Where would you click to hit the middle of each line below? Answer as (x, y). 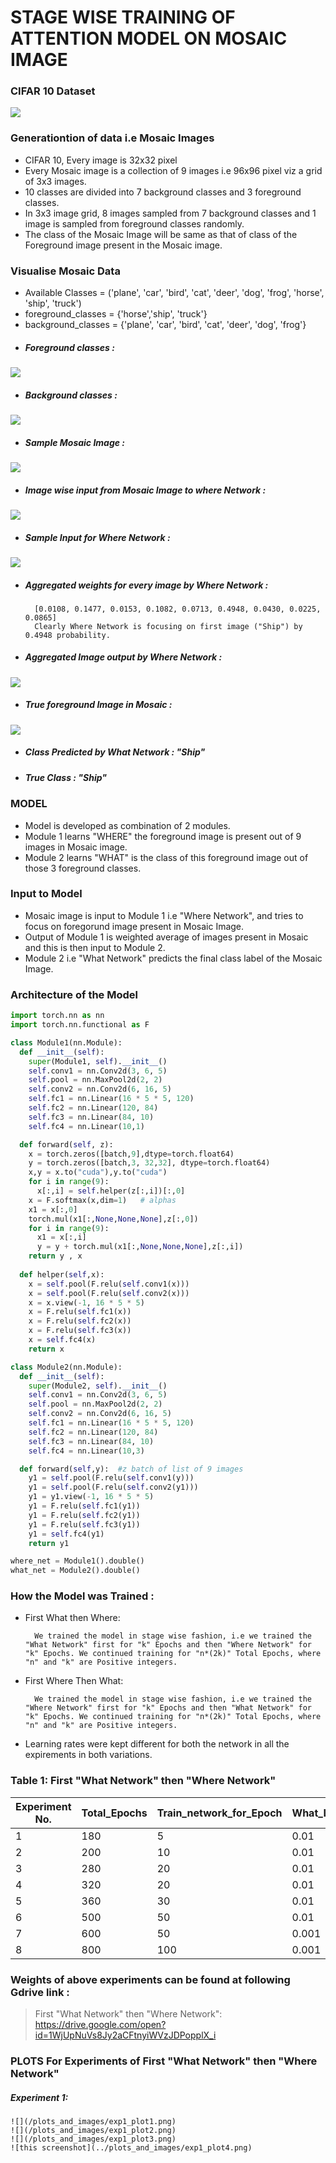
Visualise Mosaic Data (65, 271)
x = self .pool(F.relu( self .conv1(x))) (109, 1284)
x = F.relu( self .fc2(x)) (80, 1321)
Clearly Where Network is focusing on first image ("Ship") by (168, 626)
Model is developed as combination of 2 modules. (127, 825)
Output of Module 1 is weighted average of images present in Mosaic (166, 937)
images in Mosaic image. (76, 847)
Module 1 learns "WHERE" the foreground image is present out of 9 (163, 836)
